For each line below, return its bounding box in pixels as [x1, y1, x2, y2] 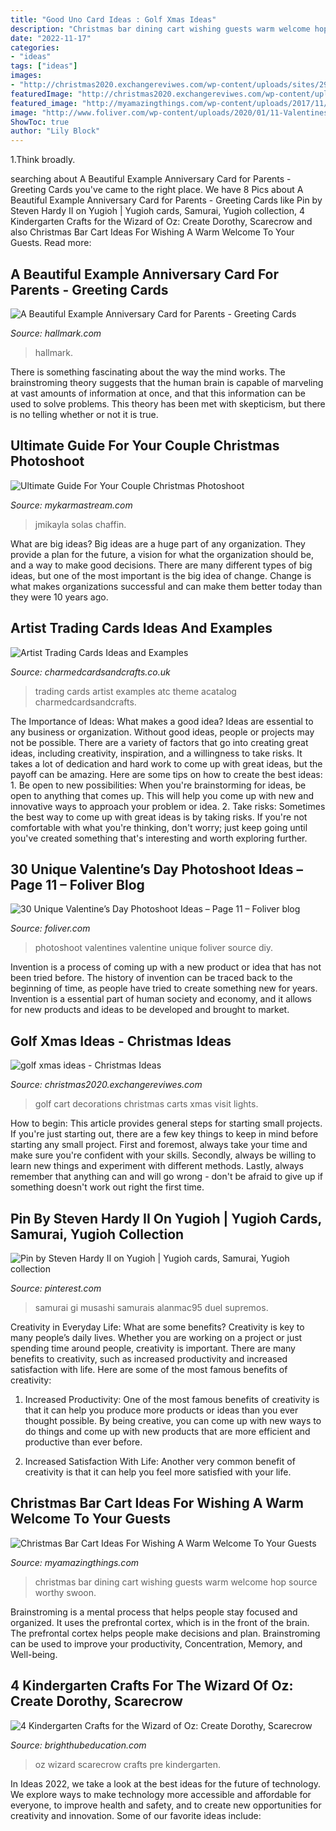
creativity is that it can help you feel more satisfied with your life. [24, 1466, 292, 1478]
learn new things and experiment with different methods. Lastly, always [10, 1160, 304, 1172]
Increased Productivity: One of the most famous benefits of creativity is [24, 1394, 320, 1405]
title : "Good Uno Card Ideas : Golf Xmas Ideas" [10, 14, 217, 25]
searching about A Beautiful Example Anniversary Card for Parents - [10, 173, 292, 185]
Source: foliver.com [10, 922, 91, 935]
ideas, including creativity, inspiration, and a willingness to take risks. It [10, 747, 303, 759]
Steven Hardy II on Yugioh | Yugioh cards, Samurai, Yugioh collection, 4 [10, 205, 305, 217]
